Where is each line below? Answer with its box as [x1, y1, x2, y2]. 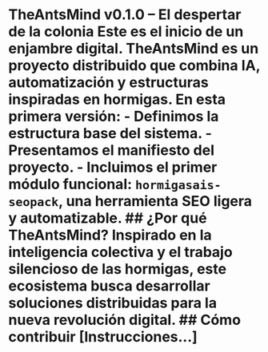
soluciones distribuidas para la [8, 294, 218, 312]
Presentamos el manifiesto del [8, 141, 214, 160]
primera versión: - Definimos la [8, 108, 219, 125]
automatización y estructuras [8, 73, 210, 92]
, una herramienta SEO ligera [58, 192, 253, 211]
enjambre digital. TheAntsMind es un [8, 40, 259, 57]
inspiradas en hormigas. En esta [8, 90, 226, 109]
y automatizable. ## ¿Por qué [8, 209, 207, 227]
